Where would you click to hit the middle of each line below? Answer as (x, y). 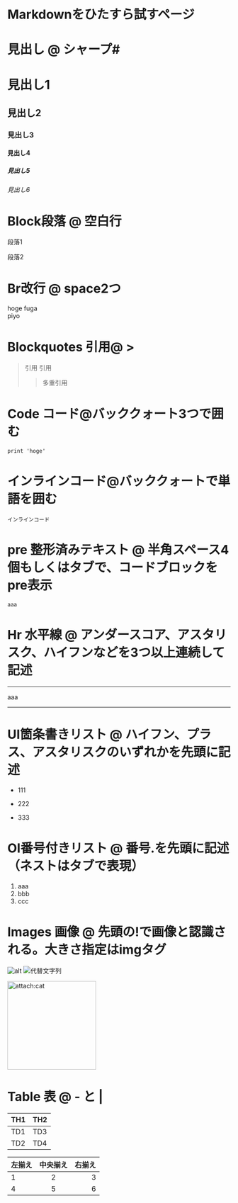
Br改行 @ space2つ (64, 288)
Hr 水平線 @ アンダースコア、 (92, 635)
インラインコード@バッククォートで (113, 481)
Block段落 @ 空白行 (64, 221)
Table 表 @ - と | (55, 1097)
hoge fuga (22, 308)
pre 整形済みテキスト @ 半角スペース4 (118, 550)
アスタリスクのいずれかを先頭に (125, 752)
